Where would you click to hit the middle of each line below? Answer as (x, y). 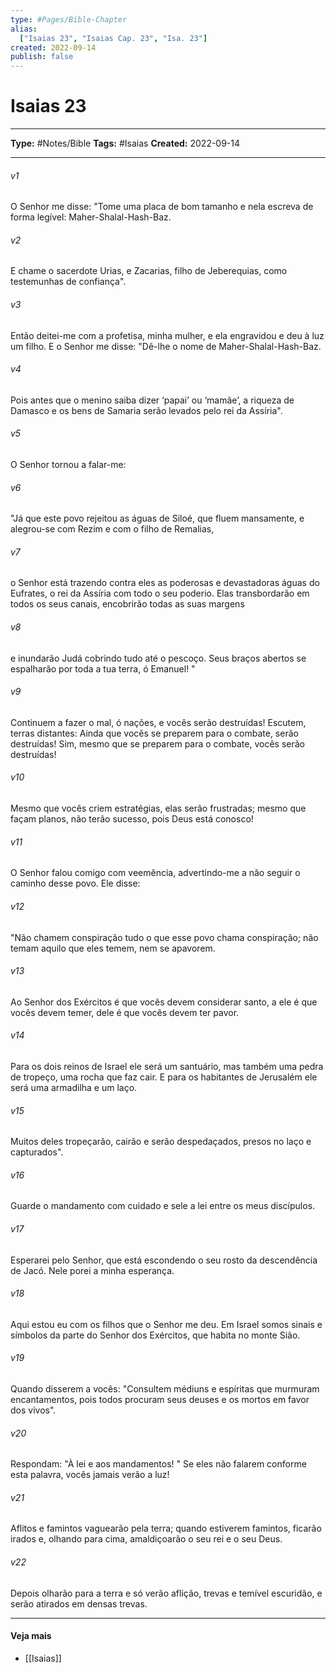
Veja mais (31, 1636)
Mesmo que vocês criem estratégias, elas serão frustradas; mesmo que (158, 808)
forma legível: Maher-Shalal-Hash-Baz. (91, 217)
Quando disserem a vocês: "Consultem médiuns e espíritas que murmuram (165, 1388)
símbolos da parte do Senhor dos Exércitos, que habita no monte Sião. (155, 1335)
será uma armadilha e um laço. (74, 1087)
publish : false (42, 57)
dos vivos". (33, 1410)
